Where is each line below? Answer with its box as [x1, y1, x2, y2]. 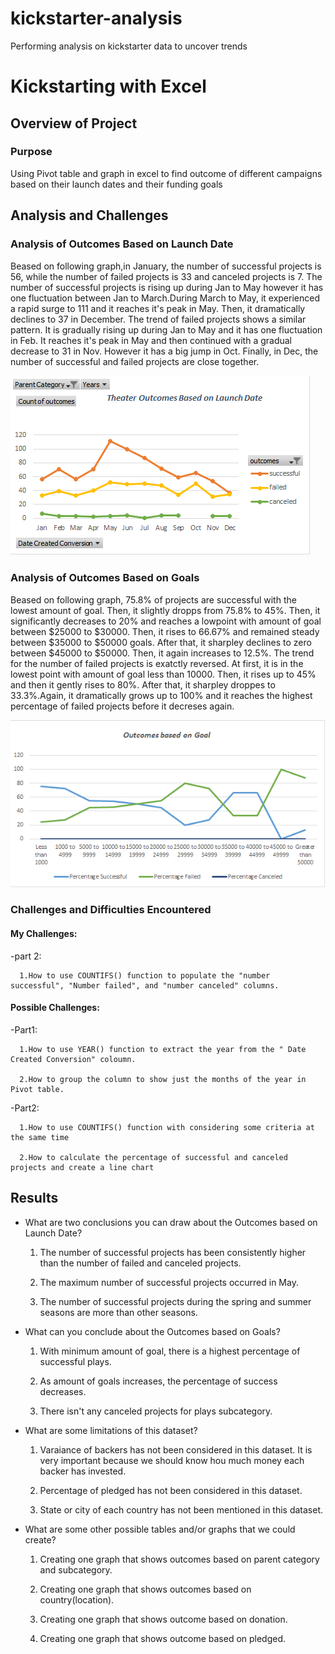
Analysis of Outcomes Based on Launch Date [10, 237, 234, 251]
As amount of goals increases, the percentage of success [39, 1375, 278, 1387]
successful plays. [39, 1355, 112, 1367]
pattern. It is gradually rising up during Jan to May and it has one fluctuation [10, 323, 323, 336]
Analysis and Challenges [10, 207, 169, 224]
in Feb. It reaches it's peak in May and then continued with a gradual [10, 334, 293, 346]
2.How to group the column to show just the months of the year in [19, 1074, 307, 1084]
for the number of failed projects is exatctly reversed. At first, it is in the [10, 657, 304, 669]
